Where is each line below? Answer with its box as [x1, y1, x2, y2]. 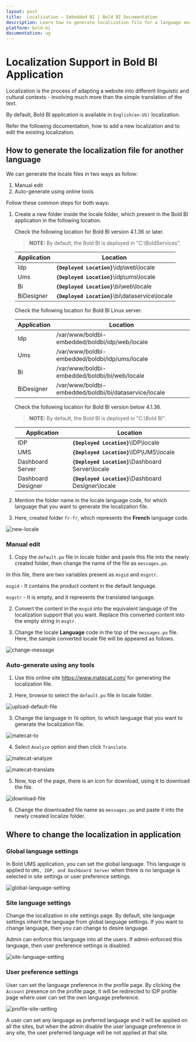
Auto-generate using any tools [6, 661, 95, 669]
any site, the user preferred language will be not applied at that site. [6, 1029, 169, 1036]
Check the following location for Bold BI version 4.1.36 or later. [14, 228, 164, 235]
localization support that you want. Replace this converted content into [14, 611, 185, 618]
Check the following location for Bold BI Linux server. [14, 307, 142, 314]
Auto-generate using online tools [14, 188, 94, 195]
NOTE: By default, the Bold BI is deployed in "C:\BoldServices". [29, 239, 181, 246]
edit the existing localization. [6, 129, 75, 136]
